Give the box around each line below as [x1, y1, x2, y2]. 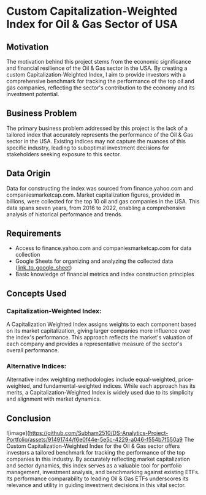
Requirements [6, 229, 61, 239]
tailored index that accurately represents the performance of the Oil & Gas [6, 130, 193, 138]
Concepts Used [6, 288, 67, 298]
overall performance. [6, 347, 59, 354]
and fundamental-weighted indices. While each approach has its [32, 382, 196, 390]
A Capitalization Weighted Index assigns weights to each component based [6, 320, 197, 328]
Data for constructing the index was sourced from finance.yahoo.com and [6, 184, 193, 192]
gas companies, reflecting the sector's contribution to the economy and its [6, 84, 195, 91]
